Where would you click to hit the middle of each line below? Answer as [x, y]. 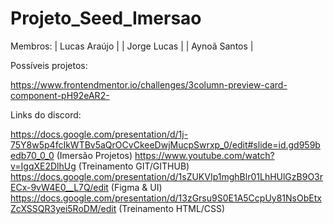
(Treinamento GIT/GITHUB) [134, 166]
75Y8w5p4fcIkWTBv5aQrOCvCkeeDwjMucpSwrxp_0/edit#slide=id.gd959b [165, 144]
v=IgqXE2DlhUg [43, 166]
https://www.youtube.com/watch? [204, 155]
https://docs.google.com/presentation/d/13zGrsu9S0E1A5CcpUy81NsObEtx [166, 198]
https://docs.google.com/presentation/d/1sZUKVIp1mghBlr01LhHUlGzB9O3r [167, 176]
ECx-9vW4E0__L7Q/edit [59, 187]
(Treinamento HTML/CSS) [172, 208]
